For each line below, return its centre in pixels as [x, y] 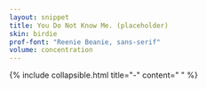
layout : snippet [39, 17]
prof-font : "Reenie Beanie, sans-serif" [85, 42]
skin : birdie [33, 33]
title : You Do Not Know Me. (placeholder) [89, 26]
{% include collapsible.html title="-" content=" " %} [103, 75]
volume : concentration [51, 50]
